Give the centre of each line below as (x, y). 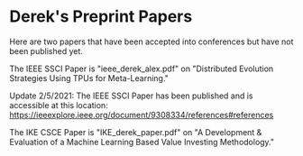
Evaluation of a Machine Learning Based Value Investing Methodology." (142, 142)
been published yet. (46, 50)
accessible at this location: (59, 105)
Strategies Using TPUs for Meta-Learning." (89, 78)
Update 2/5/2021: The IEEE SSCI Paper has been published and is (132, 96)
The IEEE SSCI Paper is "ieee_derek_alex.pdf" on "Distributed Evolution (142, 69)
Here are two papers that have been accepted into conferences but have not (151, 41)
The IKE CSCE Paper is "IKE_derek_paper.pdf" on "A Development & (136, 132)
